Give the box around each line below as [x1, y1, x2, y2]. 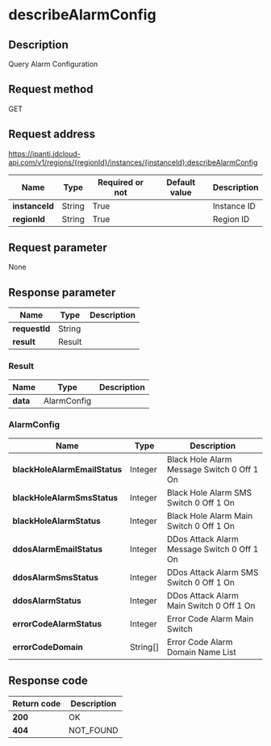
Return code [12, 698, 61, 709]
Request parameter [8, 241, 107, 255]
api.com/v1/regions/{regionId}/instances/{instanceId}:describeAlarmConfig [8, 157, 258, 167]
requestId [12, 323, 51, 334]
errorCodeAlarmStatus [12, 618, 102, 629]
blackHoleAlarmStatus [12, 515, 101, 526]
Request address [8, 128, 96, 141]
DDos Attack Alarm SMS [166, 567, 259, 578]
